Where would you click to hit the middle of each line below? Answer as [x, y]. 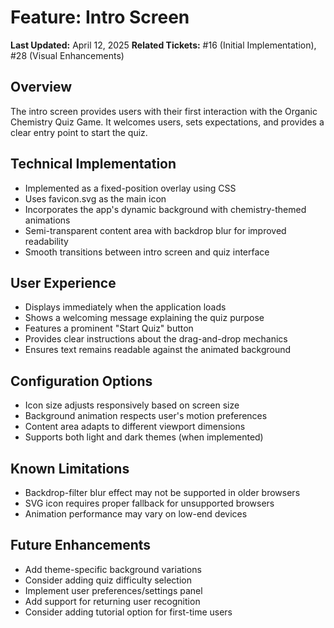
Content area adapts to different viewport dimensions [135, 427]
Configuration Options [81, 381]
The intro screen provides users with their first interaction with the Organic [164, 111]
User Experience [63, 282]
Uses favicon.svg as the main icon [95, 198]
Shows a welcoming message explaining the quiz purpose [144, 318]
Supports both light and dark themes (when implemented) [144, 437]
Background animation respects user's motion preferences [146, 416]
